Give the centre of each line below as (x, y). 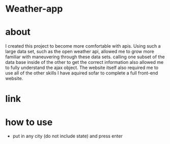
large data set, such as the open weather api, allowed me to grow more (80, 52)
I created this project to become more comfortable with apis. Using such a (83, 46)
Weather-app (34, 9)
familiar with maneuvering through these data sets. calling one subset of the (85, 57)
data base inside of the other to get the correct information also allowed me (84, 62)
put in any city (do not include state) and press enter (68, 136)
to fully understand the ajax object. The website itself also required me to (82, 68)
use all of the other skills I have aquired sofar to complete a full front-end (82, 73)
